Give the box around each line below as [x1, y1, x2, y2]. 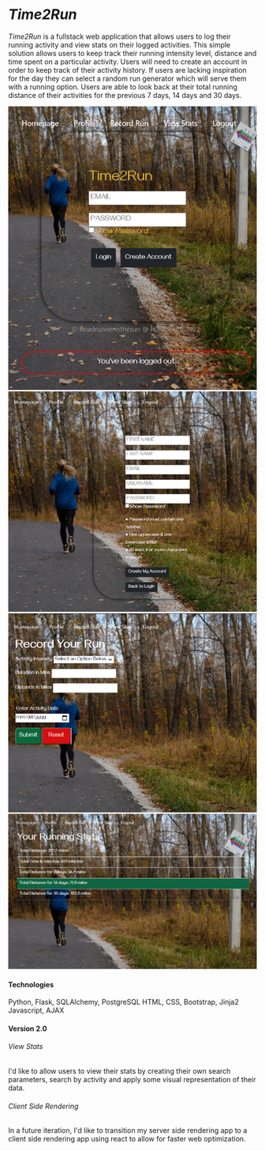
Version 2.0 [8, 1024, 47, 1033]
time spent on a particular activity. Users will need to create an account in [8, 57, 248, 66]
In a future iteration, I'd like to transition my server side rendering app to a [8, 1126, 248, 1135]
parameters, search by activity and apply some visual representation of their [8, 1074, 256, 1084]
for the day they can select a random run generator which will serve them [8, 74, 247, 83]
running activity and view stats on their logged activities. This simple [8, 40, 231, 49]
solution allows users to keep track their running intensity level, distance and [8, 48, 257, 58]
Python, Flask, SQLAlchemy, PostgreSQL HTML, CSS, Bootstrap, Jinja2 [8, 998, 239, 1007]
